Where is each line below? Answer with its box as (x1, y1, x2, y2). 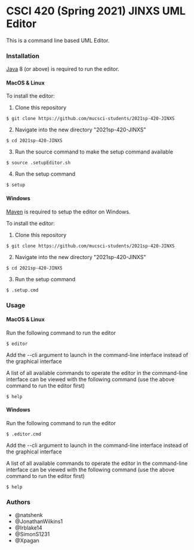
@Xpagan (14, 537, 40, 544)
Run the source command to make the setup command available (14, 148, 173, 155)
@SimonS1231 (14, 531, 50, 538)
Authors (6, 498, 31, 506)
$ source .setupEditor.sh (6, 160, 70, 166)
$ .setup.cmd (6, 287, 39, 293)
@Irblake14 (14, 524, 43, 531)
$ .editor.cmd (6, 431, 42, 437)
